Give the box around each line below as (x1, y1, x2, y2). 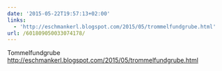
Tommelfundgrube (7, 49, 61, 57)
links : (7, 17, 26, 24)
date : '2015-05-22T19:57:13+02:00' (7, 10, 111, 17)
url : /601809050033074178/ (7, 29, 86, 37)
